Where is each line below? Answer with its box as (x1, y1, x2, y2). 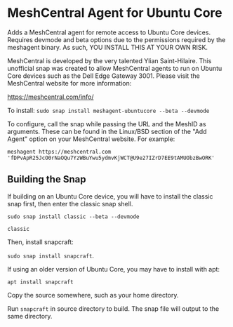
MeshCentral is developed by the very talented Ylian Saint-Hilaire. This (7, 56, 212, 65)
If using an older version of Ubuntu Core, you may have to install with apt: (7, 265, 220, 273)
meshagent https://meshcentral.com (7, 148, 112, 155)
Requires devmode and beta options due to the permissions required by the (7, 35, 226, 44)
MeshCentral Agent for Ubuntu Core (7, 5, 222, 21)
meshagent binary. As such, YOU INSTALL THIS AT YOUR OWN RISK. (7, 43, 208, 51)
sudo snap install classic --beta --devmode (7, 213, 140, 220)
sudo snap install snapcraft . (7, 251, 95, 260)
